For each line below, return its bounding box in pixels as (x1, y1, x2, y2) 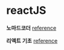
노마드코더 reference (6, 24, 57, 31)
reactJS (6, 4, 46, 17)
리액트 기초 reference (6, 37, 58, 44)
